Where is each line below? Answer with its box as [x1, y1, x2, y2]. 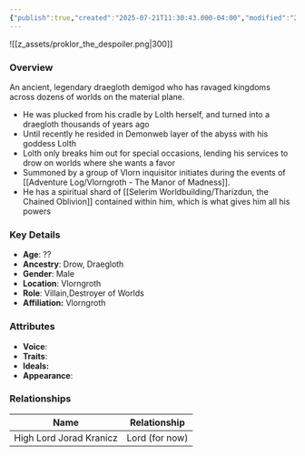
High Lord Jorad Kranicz [14, 431, 118, 444]
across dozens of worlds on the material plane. [9, 91, 185, 102]
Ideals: [22, 360, 50, 371]
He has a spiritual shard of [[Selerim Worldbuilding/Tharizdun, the [22, 186, 270, 197]
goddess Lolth [22, 137, 77, 148]
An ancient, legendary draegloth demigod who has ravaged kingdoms [9, 81, 271, 92]
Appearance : [22, 370, 74, 380]
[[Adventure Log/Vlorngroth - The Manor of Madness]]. [22, 177, 231, 187]
